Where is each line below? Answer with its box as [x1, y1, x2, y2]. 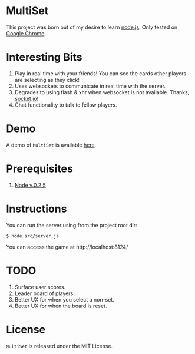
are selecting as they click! [14, 76, 80, 83]
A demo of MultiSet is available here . [6, 141, 97, 148]
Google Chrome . [6, 29, 46, 37]
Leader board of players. [14, 290, 75, 297]
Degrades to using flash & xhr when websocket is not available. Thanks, [14, 88, 190, 95]
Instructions [6, 202, 67, 216]
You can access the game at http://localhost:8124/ [6, 243, 128, 250]
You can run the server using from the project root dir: [6, 221, 137, 229]
